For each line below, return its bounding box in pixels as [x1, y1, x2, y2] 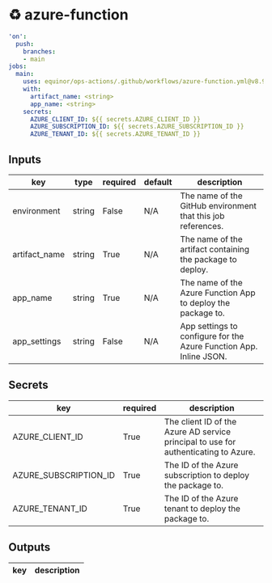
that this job [180, 210, 225, 222]
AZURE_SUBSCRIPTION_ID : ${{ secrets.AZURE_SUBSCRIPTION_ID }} [29, 123, 244, 131]
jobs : [8, 62, 27, 70]
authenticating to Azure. [164, 446, 256, 458]
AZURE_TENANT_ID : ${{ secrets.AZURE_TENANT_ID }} [29, 130, 201, 138]
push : [15, 40, 35, 48]
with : [23, 85, 42, 94]
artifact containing [180, 244, 249, 255]
